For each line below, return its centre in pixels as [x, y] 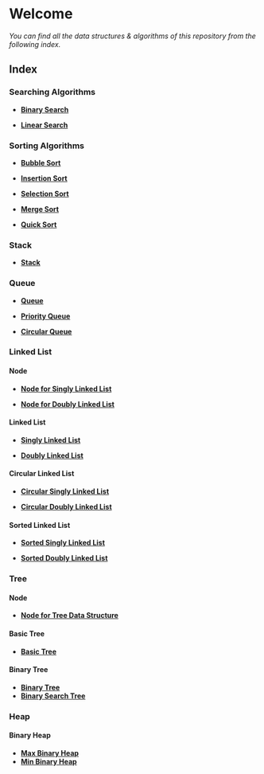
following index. [35, 44]
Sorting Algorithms [47, 146]
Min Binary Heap [49, 761]
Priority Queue [45, 316]
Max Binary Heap [49, 752]
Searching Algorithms [52, 92]
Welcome [41, 14]
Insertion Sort [44, 178]
